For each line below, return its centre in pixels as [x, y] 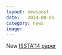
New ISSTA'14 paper [31, 46]
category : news [25, 23]
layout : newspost [28, 12]
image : [14, 29]
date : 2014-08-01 [30, 18]
